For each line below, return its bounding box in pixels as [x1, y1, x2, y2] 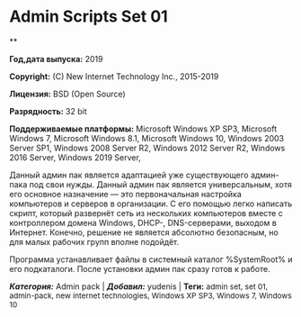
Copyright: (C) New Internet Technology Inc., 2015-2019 [9, 70, 219, 82]
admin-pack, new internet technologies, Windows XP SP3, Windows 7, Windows [9, 290, 292, 301]
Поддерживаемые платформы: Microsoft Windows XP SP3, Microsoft [9, 123, 277, 134]
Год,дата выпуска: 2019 [9, 53, 103, 64]
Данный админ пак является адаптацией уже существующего [9, 169, 249, 180]
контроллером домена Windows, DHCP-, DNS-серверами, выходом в [9, 217, 277, 228]
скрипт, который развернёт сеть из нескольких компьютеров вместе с [9, 207, 283, 218]
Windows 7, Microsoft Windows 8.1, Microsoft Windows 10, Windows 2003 [9, 132, 285, 143]
